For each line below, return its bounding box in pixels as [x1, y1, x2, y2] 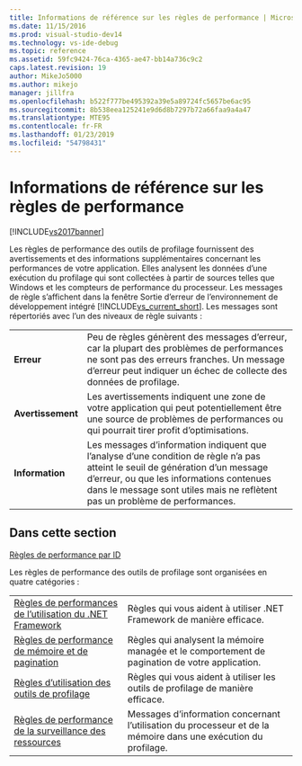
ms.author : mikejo [9, 80, 78, 89]
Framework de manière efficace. [127, 613, 265, 626]
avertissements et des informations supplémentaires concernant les [9, 253, 262, 263]
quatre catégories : [9, 576, 80, 587]
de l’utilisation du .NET [13, 608, 108, 620]
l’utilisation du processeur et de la [127, 718, 270, 731]
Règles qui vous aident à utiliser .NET [127, 601, 285, 614]
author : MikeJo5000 [9, 72, 83, 81]
